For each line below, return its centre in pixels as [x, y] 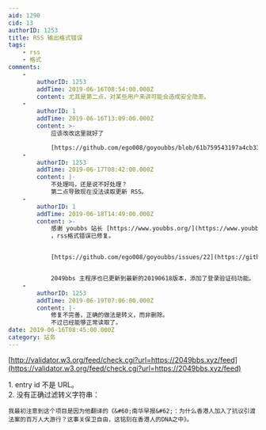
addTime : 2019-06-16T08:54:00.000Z [95, 89]
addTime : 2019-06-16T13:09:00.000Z [95, 119]
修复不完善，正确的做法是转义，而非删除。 [109, 315]
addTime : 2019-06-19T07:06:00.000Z [95, 301]
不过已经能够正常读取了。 [86, 323]
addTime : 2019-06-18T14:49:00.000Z [95, 214]
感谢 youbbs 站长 [76, 229]
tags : [17, 45]
